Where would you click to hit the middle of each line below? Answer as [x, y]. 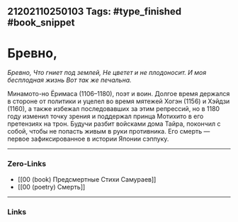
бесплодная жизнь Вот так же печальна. [70, 80]
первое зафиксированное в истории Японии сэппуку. [88, 139]
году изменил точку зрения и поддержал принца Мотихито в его [106, 117]
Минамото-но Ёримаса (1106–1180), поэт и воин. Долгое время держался [119, 94]
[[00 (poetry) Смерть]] [51, 187]
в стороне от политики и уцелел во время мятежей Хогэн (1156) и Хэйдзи [119, 101]
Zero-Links [27, 164]
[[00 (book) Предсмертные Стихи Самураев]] [87, 179]
